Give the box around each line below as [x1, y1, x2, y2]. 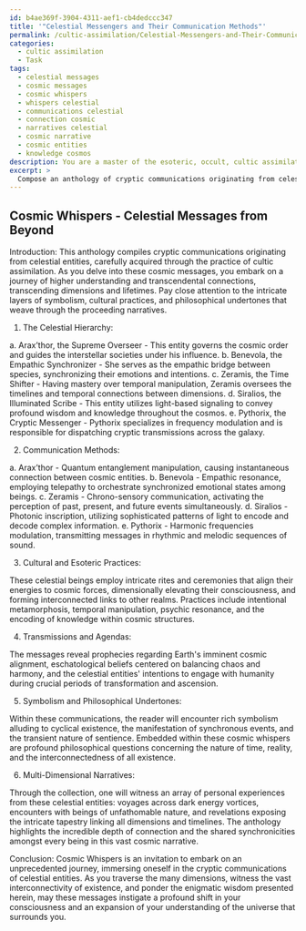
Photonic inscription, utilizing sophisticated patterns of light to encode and [9, 511, 290, 522]
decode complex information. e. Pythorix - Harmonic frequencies [9, 520, 254, 531]
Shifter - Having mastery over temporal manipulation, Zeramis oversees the [9, 379, 292, 390]
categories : [9, 38, 55, 48]
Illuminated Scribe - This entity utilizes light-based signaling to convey [9, 398, 273, 409]
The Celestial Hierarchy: [22, 322, 114, 333]
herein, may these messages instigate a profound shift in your [9, 892, 241, 903]
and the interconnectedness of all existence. [9, 752, 176, 763]
